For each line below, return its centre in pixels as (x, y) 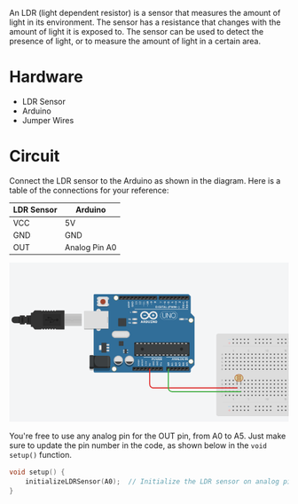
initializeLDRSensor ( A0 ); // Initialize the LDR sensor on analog (152, 481)
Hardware (46, 77)
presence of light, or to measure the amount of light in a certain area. (135, 41)
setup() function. (41, 455)
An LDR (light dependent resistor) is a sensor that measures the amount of (145, 13)
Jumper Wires (48, 120)
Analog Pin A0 (91, 248)
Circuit (35, 157)
